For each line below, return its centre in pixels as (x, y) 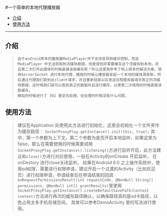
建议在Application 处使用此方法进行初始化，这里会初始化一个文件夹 (86, 125)
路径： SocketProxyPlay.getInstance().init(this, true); (90, 131)
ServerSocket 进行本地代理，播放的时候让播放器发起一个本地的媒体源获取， (89, 74)
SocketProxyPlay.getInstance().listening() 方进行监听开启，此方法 (87, 150)
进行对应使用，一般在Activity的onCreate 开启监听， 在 (102, 156)
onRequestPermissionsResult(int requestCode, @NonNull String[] (85, 180)
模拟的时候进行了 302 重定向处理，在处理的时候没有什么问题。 (73, 96)
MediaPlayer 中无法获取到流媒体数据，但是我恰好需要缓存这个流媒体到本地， (86, 64)
